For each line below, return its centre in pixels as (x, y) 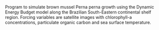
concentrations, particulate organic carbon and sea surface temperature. (78, 22)
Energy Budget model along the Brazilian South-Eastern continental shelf (78, 12)
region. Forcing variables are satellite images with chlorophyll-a (69, 17)
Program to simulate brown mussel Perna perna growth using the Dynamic (79, 7)
